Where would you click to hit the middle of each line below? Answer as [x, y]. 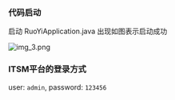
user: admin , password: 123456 [58, 87]
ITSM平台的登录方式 [47, 69]
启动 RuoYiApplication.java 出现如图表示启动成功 [88, 31]
